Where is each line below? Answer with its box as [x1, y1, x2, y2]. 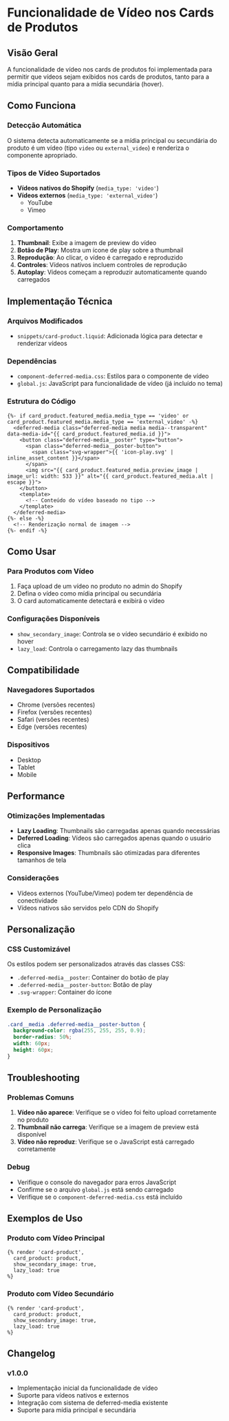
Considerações [7, 873, 60, 883]
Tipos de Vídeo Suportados [7, 168, 101, 177]
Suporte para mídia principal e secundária [17, 1406, 136, 1414]
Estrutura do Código [7, 397, 76, 406]
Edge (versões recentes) [17, 723, 87, 731]
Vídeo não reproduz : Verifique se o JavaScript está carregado [17, 1137, 195, 1146]
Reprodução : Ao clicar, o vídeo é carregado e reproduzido [17, 253, 184, 262]
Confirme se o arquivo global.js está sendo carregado [17, 1185, 174, 1193]
